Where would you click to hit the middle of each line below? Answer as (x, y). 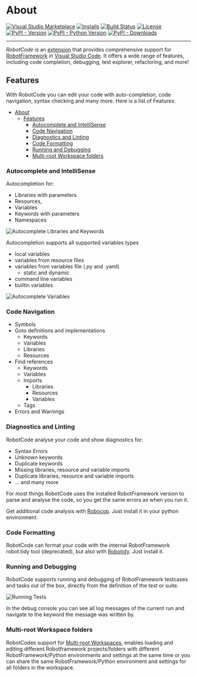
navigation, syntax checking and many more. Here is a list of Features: (91, 101)
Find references (34, 362)
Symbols (25, 324)
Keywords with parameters (47, 214)
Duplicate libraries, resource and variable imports (74, 476)
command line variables (43, 279)
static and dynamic (46, 273)
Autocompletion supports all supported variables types (72, 243)
